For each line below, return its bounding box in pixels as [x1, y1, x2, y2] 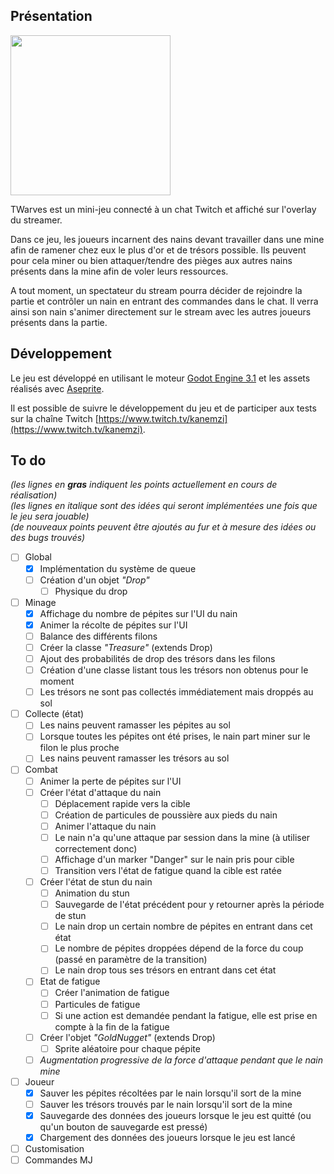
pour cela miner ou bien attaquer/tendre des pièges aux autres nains [10, 254, 293, 266]
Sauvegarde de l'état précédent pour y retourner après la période [54, 899, 325, 911]
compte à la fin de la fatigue [54, 1020, 170, 1033]
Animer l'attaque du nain [54, 820, 157, 832]
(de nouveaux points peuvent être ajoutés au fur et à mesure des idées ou [10, 521, 317, 533]
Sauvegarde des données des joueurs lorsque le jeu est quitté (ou [39, 1110, 312, 1121]
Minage [24, 596, 57, 608]
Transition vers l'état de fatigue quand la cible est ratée [54, 864, 282, 876]
